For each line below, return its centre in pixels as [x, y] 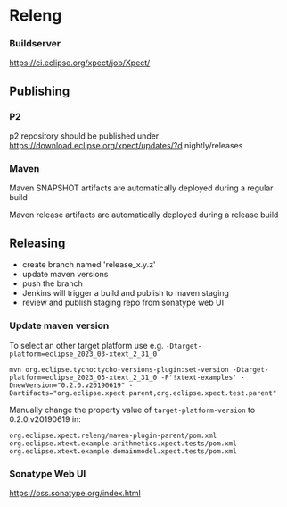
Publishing [40, 91]
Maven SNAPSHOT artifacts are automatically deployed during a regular [141, 188]
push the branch [52, 283]
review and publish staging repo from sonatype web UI [123, 303]
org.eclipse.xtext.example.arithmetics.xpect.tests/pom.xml [123, 444]
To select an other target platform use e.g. [86, 345]
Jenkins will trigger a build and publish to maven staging [126, 293]
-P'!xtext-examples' [199, 377]
